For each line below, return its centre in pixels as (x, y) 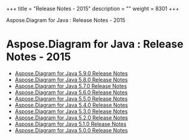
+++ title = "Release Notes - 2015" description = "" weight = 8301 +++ (93, 9)
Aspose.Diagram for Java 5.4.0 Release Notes (71, 105)
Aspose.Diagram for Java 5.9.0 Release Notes (71, 73)
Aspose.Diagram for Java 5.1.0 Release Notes (71, 124)
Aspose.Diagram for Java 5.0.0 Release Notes (71, 130)
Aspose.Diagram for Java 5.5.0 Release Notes (71, 98)
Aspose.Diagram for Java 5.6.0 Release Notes (71, 92)
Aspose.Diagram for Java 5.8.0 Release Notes (71, 79)
